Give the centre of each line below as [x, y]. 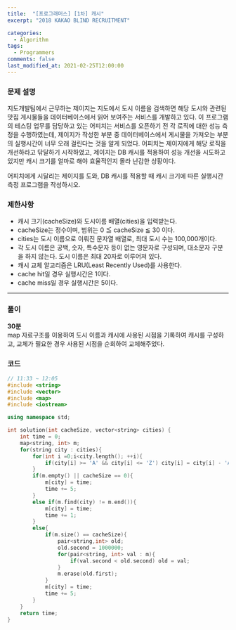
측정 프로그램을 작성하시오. [44, 185]
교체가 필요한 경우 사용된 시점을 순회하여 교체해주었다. [91, 343]
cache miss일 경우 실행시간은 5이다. [67, 283]
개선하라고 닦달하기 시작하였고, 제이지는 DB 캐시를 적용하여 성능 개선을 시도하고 [117, 153]
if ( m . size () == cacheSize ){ [86, 535]
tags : [15, 46]
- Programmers [34, 53]
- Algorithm [31, 39]
